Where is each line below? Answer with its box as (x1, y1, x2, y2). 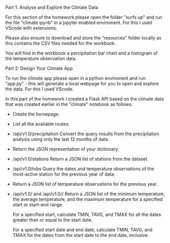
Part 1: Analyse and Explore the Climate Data (5, 5, 98, 10)
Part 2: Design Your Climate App (5, 66, 73, 71)
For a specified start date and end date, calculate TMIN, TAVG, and (12, 227, 153, 233)
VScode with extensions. (5, 25, 57, 31)
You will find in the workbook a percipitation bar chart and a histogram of (5, 50, 158, 56)
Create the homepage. (12, 111, 60, 117)
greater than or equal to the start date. (12, 217, 93, 223)
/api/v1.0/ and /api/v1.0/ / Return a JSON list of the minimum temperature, (12, 191, 165, 197)
